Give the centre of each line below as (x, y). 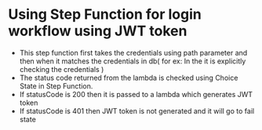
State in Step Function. (56, 86)
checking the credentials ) (62, 69)
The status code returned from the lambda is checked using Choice (129, 78)
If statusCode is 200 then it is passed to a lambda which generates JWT (136, 94)
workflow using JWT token (98, 31)
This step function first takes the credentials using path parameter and (133, 52)
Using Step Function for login (105, 14)
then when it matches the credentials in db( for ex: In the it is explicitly (133, 61)
